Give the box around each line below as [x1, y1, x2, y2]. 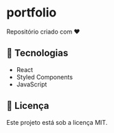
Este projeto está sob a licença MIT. [6, 118, 108, 126]
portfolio [6, 5, 57, 21]
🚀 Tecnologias [6, 47, 69, 59]
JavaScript [16, 80, 47, 88]
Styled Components [16, 73, 73, 81]
